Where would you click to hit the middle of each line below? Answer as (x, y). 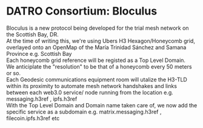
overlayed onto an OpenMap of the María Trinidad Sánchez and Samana (96, 47)
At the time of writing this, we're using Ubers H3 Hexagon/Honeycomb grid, (101, 41)
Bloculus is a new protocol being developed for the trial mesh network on (98, 28)
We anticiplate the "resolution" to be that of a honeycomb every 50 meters (99, 66)
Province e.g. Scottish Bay (39, 53)
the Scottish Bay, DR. (32, 34)
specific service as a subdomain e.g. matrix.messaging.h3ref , (84, 112)
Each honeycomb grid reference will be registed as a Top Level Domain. (96, 60)
